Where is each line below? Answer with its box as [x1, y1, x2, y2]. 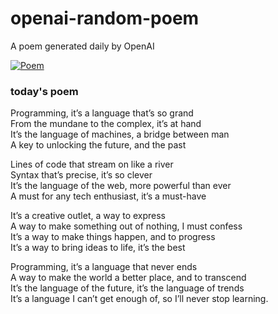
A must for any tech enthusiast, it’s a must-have [10, 190, 207, 202]
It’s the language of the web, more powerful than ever [10, 180, 232, 192]
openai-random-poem [10, 7, 200, 30]
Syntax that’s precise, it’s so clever [10, 169, 153, 181]
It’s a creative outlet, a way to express [10, 210, 167, 222]
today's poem [10, 84, 79, 98]
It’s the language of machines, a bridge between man [10, 128, 230, 141]
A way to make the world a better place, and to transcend [10, 272, 247, 284]
